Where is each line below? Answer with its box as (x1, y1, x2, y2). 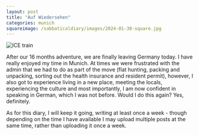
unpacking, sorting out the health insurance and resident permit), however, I (6, 72, 193, 79)
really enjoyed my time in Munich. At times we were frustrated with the (6, 60, 180, 67)
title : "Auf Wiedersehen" (6, 14, 71, 20)
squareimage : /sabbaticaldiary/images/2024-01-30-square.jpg (6, 25, 162, 32)
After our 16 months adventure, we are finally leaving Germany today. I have (6, 53, 193, 60)
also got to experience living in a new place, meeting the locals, (6, 79, 163, 86)
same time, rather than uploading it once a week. (6, 122, 127, 129)
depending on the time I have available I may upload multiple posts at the (6, 116, 186, 123)
